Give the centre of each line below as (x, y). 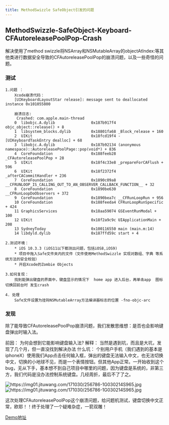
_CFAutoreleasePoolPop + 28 (35, 158)
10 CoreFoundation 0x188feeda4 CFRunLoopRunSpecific (89, 202)
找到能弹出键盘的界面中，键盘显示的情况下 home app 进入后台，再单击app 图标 (89, 279)
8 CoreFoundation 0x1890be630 (65, 189)
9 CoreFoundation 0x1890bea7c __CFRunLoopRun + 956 (89, 198)
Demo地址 (16, 417)
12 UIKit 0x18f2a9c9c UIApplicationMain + (88, 220)
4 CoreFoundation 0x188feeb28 (65, 154)
